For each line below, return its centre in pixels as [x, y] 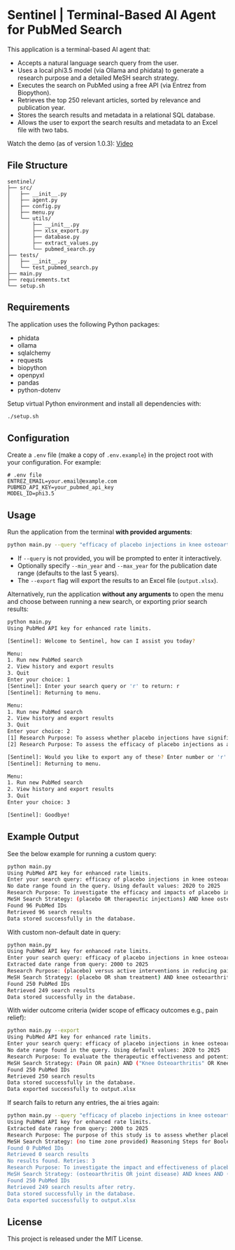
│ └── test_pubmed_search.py [53, 267]
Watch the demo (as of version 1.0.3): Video [70, 143]
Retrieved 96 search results [50, 912]
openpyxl [31, 375]
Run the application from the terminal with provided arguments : [100, 532]
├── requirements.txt [39, 280]
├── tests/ [23, 255]
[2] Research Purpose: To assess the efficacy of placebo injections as [115, 744]
